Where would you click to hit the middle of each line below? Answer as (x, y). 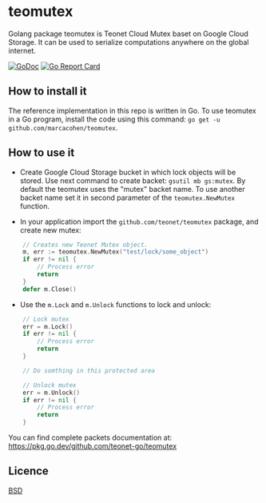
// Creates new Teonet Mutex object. (85, 245)
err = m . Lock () (48, 326)
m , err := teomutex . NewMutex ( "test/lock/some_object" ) (116, 252)
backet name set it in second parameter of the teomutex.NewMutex (127, 198)
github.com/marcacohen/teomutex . (63, 127)
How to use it (42, 153)
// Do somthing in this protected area (89, 370)
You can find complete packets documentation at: (90, 437)
